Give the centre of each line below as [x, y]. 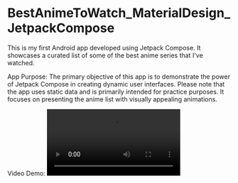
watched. [21, 62]
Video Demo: [27, 173]
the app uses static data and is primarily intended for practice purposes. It [116, 91]
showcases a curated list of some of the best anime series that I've [106, 55]
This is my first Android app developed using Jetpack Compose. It [104, 48]
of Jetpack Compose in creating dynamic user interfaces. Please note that [116, 84]
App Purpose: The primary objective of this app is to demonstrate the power [119, 77]
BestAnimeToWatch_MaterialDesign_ [119, 13]
